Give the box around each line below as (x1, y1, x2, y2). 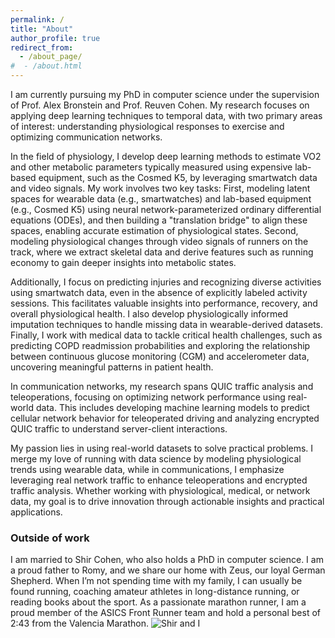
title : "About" (10, 24, 74, 34)
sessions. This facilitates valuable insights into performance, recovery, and (10, 297, 318, 309)
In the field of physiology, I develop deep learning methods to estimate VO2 (10, 151, 322, 162)
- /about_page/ (19, 52, 83, 62)
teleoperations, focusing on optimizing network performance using (10, 391, 286, 403)
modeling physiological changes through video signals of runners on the (10, 236, 309, 247)
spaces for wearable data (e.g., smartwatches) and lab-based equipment (10, 193, 312, 205)
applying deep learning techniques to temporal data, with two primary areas (10, 110, 323, 121)
